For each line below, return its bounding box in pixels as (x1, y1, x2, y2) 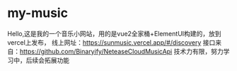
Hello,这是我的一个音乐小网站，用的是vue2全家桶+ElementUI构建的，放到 (7, 29, 221, 38)
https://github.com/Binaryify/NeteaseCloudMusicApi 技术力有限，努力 (20, 47, 224, 55)
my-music (7, 5, 69, 21)
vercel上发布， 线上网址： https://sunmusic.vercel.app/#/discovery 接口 (7, 38, 216, 47)
